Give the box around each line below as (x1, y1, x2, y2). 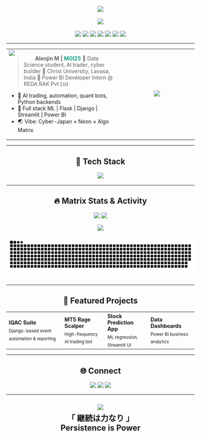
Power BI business (150, 331, 188, 337)
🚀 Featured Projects (63, 296, 138, 306)
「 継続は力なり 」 (67, 413, 134, 423)
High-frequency (64, 331, 98, 337)
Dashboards (150, 322, 182, 330)
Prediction (107, 319, 134, 327)
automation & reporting (8, 336, 56, 342)
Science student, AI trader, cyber (23, 61, 105, 68)
